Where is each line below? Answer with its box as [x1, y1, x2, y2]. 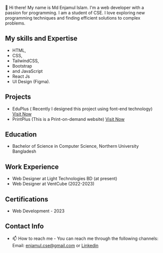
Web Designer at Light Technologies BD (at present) [12, 176, 117, 182]
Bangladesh [12, 148, 37, 154]
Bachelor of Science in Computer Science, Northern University [12, 143, 139, 149]
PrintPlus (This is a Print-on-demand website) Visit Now [12, 116, 125, 122]
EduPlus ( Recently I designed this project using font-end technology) [12, 106, 153, 112]
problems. [5, 20, 25, 26]
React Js [12, 73, 30, 79]
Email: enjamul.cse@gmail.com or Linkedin [12, 242, 99, 248]
